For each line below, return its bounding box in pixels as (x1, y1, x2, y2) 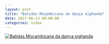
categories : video (5, 20, 42, 25)
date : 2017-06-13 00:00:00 (5, 16, 59, 21)
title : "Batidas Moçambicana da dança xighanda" (5, 11, 105, 16)
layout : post (5, 7, 31, 12)
